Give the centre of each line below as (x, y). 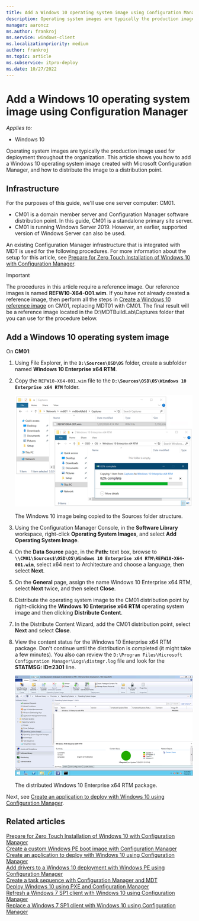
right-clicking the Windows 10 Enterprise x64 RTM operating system (99, 606)
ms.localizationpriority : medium (47, 44)
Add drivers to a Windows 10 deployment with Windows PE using (86, 868)
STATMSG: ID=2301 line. (45, 667)
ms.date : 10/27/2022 (32, 69)
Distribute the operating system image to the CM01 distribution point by (102, 600)
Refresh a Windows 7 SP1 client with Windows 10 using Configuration (91, 892)
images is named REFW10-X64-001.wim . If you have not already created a (98, 293)
